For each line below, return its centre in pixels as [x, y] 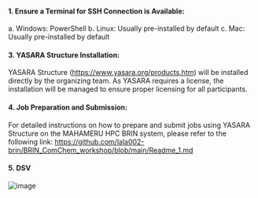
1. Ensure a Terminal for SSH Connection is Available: [96, 11]
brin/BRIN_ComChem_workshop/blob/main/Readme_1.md [101, 150]
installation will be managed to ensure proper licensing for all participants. [128, 89]
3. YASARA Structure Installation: [64, 54]
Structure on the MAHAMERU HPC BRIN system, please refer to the [117, 133]
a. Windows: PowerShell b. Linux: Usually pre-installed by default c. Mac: [127, 28]
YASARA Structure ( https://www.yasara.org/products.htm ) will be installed [128, 73]
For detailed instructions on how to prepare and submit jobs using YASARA [129, 125]
